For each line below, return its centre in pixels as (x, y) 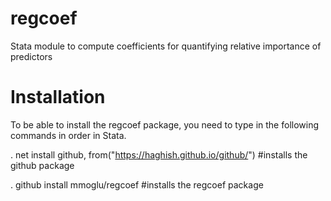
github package (42, 165)
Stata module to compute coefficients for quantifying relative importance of (166, 46)
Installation (58, 97)
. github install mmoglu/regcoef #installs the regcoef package (137, 184)
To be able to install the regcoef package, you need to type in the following (165, 124)
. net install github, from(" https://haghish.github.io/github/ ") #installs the (159, 154)
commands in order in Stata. (68, 135)
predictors (31, 56)
